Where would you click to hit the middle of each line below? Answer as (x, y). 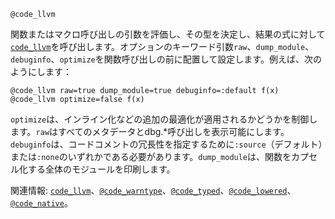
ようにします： (41, 71)
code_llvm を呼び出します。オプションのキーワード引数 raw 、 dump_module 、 (162, 46)
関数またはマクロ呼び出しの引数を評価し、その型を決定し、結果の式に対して (168, 34)
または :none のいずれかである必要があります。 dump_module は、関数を (151, 156)
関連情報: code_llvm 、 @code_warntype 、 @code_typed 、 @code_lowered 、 (153, 190)
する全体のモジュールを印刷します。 (101, 169)
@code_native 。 (41, 203)
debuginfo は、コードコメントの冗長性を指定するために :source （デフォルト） (166, 144)
